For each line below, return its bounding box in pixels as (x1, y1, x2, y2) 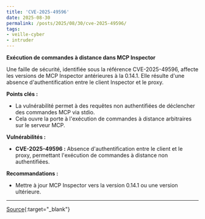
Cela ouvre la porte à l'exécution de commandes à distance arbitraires (15, 115, 192, 122)
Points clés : (6, 91, 38, 97)
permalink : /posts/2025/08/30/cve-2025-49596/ (6, 20, 127, 26)
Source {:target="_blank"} (6, 206, 70, 213)
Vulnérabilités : (6, 133, 46, 141)
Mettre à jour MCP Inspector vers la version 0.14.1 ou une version (15, 182, 178, 189)
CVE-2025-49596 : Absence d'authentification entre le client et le (15, 145, 183, 152)
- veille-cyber (6, 32, 45, 38)
